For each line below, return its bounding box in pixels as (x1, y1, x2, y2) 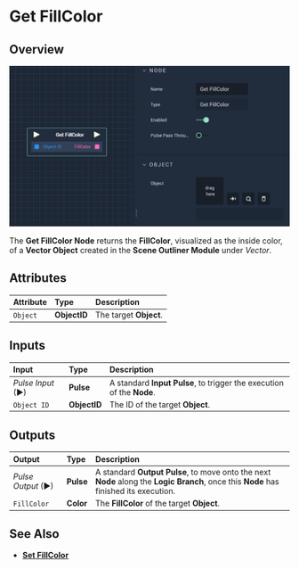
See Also (9, 526, 60, 541)
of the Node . (109, 386, 156, 398)
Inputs (9, 338, 46, 353)
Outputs (9, 427, 56, 442)
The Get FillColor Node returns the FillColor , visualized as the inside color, (9, 235, 283, 246)
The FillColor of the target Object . (94, 498, 221, 509)
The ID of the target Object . (109, 399, 211, 409)
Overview (9, 42, 65, 57)
